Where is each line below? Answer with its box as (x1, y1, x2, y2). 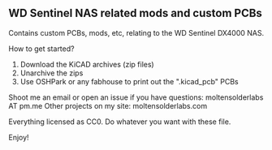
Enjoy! (8, 132, 30, 142)
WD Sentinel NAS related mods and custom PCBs (8, 6, 262, 20)
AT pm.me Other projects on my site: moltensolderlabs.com (8, 101, 208, 110)
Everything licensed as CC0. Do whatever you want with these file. (8, 117, 231, 126)
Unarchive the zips (19, 68, 84, 78)
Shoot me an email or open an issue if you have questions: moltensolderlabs (8, 92, 264, 102)
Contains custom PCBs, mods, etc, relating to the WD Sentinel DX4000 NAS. (8, 28, 265, 37)
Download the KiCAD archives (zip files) (19, 59, 154, 69)
